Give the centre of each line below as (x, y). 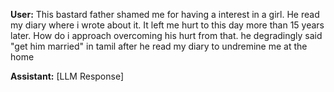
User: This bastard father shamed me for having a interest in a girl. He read (165, 14)
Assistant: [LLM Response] (67, 76)
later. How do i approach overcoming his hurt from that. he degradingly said (166, 35)
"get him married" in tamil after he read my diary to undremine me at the (159, 46)
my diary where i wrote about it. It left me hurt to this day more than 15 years (167, 25)
